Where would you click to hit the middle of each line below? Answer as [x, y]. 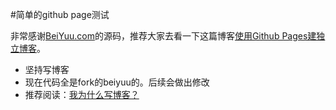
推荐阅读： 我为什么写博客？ [82, 94]
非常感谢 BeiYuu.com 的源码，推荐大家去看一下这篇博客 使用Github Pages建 [163, 36]
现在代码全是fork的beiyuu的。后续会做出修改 [117, 82]
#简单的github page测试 [60, 14]
